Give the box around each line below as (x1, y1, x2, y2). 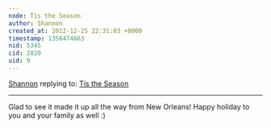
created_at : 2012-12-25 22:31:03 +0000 (8, 27, 143, 35)
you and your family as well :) (8, 110, 106, 120)
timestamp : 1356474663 (8, 34, 85, 43)
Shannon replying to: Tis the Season (8, 78, 129, 89)
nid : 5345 (8, 42, 42, 50)
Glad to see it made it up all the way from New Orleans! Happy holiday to (8, 101, 250, 111)
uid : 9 (8, 57, 31, 65)
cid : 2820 (8, 49, 42, 57)
